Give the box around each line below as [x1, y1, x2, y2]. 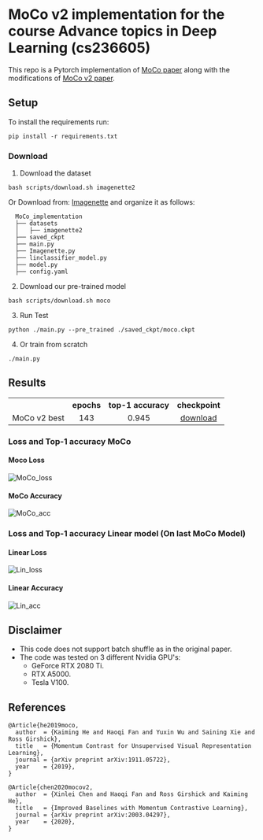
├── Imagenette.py [15, 247, 76, 255]
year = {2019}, [15, 763, 76, 771]
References [8, 701, 66, 714]
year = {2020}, [15, 818, 76, 826]
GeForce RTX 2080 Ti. [31, 661, 105, 671]
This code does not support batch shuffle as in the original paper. [19, 644, 232, 654]
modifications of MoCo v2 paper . [8, 73, 116, 83]
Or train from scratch [19, 340, 88, 350]
